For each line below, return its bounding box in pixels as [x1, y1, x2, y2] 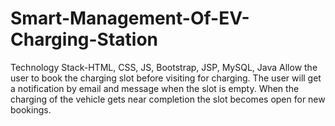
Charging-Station [10, 28, 159, 51]
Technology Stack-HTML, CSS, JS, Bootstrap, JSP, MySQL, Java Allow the [10, 61, 318, 73]
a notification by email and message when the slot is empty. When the [10, 82, 300, 94]
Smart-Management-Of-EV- [10, 7, 250, 30]
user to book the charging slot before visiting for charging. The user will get [10, 72, 322, 84]
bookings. [10, 103, 52, 116]
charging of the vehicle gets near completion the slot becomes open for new [10, 93, 326, 105]
